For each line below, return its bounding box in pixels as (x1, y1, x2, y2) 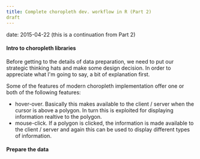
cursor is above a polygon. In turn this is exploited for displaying (14, 106, 174, 114)
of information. (14, 132, 52, 139)
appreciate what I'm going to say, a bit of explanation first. (6, 70, 150, 78)
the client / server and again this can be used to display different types (14, 125, 190, 133)
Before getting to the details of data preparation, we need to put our (6, 58, 174, 65)
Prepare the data (6, 146, 49, 153)
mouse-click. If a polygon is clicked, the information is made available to (14, 119, 194, 127)
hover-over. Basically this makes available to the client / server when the (14, 100, 194, 107)
